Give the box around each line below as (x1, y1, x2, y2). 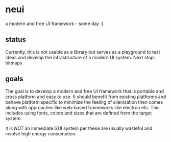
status (5, 35, 27, 44)
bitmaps (5, 60, 22, 66)
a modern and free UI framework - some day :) (5, 20, 104, 27)
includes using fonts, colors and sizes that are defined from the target (5, 110, 152, 116)
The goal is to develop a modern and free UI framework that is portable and (5, 88, 164, 94)
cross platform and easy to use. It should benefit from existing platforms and (5, 93, 166, 100)
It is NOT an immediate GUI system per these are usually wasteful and (5, 125, 153, 131)
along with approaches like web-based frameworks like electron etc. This (5, 104, 160, 110)
